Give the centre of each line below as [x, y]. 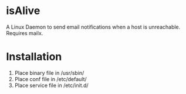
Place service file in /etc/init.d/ [52, 85]
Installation [34, 57]
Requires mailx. [25, 33]
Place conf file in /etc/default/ [50, 79]
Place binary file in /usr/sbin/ [49, 73]
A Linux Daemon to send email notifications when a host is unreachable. [93, 27]
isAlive [23, 11]
